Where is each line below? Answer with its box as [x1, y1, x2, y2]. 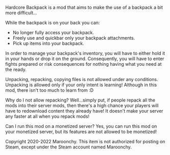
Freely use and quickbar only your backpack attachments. [12, 35, 135, 41]
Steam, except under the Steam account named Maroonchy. [5, 144, 132, 150]
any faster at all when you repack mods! [5, 113, 90, 119]
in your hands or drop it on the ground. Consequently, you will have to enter [5, 56, 164, 62]
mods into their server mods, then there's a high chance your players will [5, 102, 159, 109]
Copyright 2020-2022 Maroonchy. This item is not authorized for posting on [5, 139, 165, 144]
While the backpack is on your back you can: [5, 20, 100, 25]
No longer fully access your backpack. [12, 30, 94, 35]
